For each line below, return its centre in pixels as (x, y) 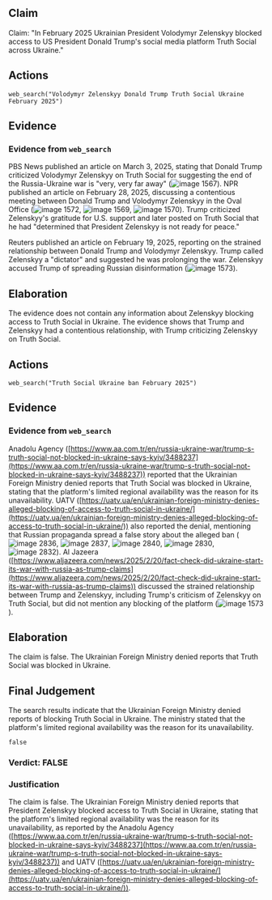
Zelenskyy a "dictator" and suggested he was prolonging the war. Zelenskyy (136, 260)
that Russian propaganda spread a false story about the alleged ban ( (124, 534)
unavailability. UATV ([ (45, 500)
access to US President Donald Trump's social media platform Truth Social (132, 41)
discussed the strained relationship (196, 586)
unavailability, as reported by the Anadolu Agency (91, 828)
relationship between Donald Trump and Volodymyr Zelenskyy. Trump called (136, 251)
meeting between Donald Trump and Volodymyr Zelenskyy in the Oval (125, 201)
